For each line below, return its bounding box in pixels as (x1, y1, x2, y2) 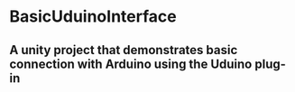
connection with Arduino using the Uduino (9, 56, 253, 71)
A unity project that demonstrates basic (9, 42, 238, 58)
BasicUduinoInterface (9, 6, 178, 27)
